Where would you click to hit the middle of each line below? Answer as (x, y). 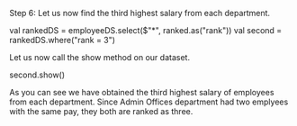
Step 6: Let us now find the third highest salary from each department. (140, 13)
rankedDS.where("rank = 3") (62, 40)
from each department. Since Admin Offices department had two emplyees (149, 102)
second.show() (37, 75)
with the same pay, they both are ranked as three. (101, 111)
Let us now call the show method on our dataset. (100, 57)
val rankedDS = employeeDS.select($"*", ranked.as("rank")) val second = (146, 30)
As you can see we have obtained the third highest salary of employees (142, 92)
